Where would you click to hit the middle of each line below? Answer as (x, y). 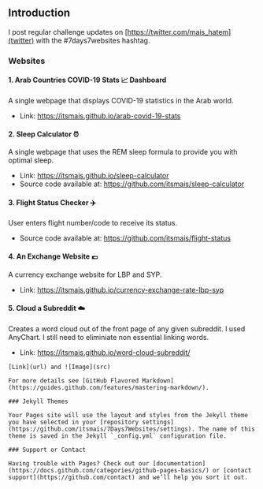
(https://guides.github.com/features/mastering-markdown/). (109, 387)
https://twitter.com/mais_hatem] (179, 32)
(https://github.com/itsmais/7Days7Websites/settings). (102, 429)
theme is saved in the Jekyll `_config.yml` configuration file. (117, 436)
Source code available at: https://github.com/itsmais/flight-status (125, 238)
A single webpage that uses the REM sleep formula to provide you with (123, 152)
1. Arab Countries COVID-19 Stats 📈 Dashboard (87, 80)
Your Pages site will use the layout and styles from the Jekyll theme (128, 415)
